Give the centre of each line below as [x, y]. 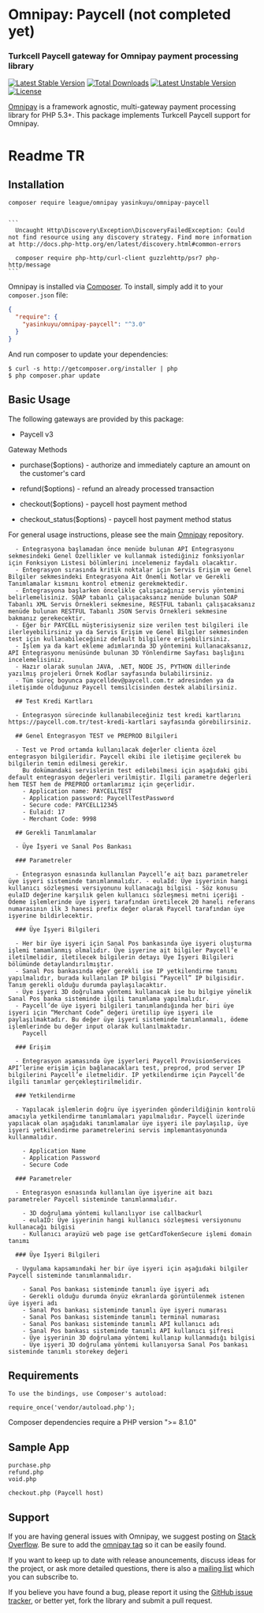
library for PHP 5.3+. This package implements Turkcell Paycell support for [129, 115]
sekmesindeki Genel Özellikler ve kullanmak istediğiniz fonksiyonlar [126, 556]
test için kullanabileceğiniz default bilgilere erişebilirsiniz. [119, 639]
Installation [36, 185]
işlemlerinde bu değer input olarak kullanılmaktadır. [100, 1026]
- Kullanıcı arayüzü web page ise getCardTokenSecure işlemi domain [137, 1234]
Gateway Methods [38, 449]
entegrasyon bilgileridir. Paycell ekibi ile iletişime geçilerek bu [125, 757]
